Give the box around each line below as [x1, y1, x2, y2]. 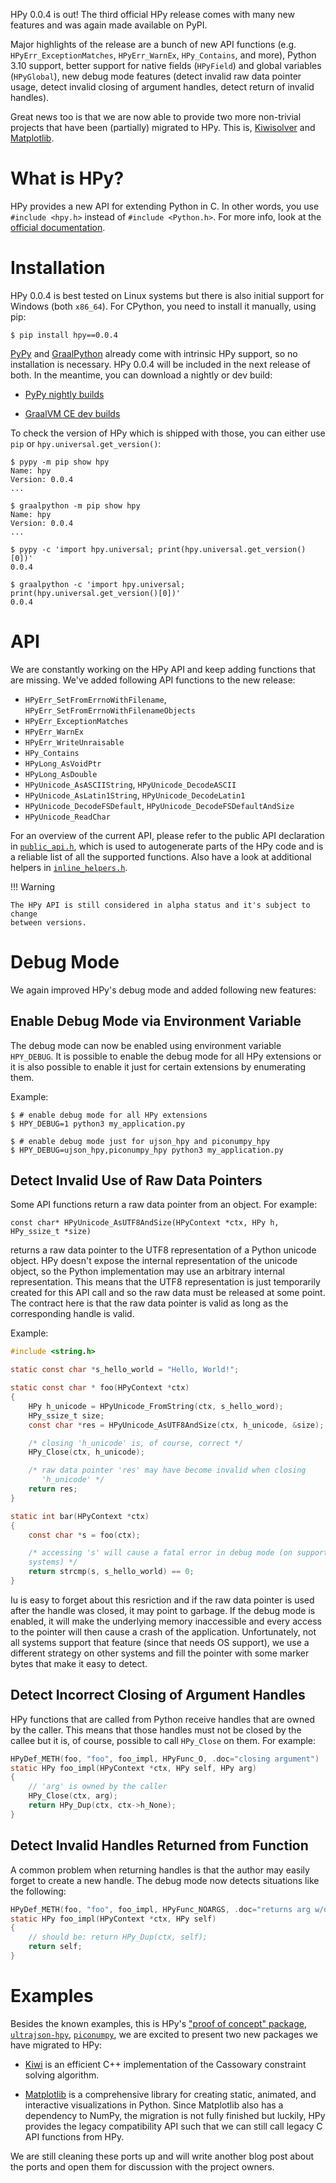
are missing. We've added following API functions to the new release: [10, 674, 296, 686]
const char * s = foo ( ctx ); [28, 1530, 141, 1540]
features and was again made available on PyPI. [10, 19, 208, 31]
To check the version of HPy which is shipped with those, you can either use [10, 427, 326, 439]
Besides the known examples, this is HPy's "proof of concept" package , [10, 2017, 307, 2029]
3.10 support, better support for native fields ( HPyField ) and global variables [10, 60, 322, 71]
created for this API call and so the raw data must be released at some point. [10, 1287, 326, 1299]
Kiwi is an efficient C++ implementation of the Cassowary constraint [24, 2058, 307, 2070]
